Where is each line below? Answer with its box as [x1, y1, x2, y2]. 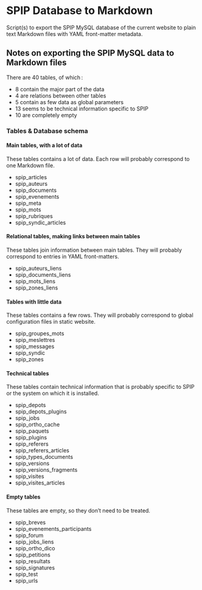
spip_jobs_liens [15, 538, 54, 546]
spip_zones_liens [15, 284, 58, 291]
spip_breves [15, 519, 46, 526]
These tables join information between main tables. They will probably [6, 246, 183, 254]
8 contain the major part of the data [15, 85, 105, 93]
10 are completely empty [15, 111, 77, 119]
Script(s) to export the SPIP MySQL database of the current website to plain [6, 24, 197, 31]
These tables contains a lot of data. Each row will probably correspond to [6, 155, 190, 162]
